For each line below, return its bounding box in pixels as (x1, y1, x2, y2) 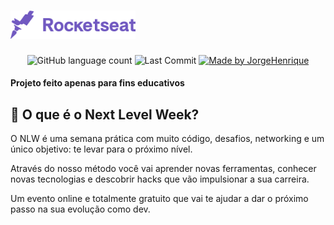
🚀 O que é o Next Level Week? (10, 106, 200, 123)
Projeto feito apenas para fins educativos (10, 77, 185, 89)
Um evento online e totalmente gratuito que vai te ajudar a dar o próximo (10, 193, 309, 205)
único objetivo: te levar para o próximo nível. (10, 143, 193, 155)
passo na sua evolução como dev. (10, 203, 151, 215)
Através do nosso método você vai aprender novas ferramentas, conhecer (10, 163, 317, 175)
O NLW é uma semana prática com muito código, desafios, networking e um (10, 133, 325, 145)
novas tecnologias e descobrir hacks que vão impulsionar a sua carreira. (10, 173, 310, 185)
